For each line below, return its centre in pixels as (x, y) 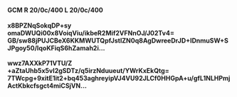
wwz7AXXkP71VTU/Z (40, 63)
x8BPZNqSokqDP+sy (39, 25)
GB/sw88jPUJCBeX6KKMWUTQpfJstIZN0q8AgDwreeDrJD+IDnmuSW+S (118, 41)
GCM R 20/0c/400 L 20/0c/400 (55, 10)
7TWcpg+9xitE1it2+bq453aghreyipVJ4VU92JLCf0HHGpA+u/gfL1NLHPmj (119, 79)
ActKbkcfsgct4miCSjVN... (47, 86)
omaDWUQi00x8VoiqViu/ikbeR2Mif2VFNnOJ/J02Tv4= (91, 33)
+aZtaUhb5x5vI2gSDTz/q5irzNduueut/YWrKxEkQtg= (88, 71)
